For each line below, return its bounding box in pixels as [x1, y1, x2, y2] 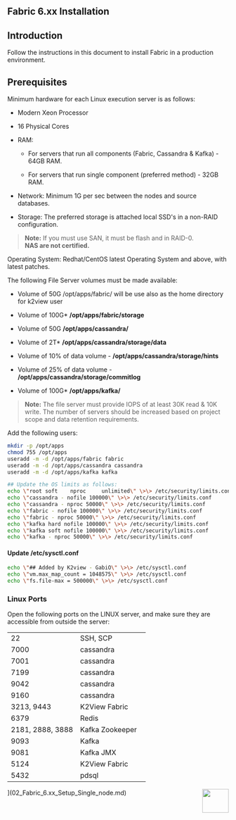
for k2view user [17, 297, 63, 305]
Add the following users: [7, 429, 78, 437]
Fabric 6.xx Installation [7, 6, 110, 18]
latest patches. [7, 263, 51, 271]
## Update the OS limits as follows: [7, 481, 118, 488]
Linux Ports [7, 594, 47, 604]
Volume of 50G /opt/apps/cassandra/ [17, 324, 129, 333]
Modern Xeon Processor [17, 108, 89, 117]
